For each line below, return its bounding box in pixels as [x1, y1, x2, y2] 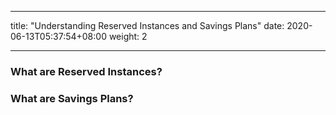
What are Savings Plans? [10, 91, 134, 105]
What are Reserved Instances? [10, 64, 163, 78]
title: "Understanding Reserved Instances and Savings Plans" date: [10, 20, 285, 31]
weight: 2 [108, 31, 148, 42]
